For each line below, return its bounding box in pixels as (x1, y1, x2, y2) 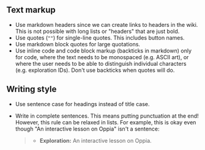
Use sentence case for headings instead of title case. (15, 100, 150, 107)
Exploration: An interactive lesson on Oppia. (39, 137, 152, 144)
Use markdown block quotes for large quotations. (15, 40, 141, 48)
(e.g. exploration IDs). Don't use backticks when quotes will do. (15, 66, 175, 74)
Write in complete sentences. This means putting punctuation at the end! (15, 112, 199, 120)
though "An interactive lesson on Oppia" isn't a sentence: (15, 125, 160, 132)
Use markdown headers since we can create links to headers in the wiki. (15, 21, 198, 28)
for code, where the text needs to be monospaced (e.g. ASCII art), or (15, 53, 189, 60)
